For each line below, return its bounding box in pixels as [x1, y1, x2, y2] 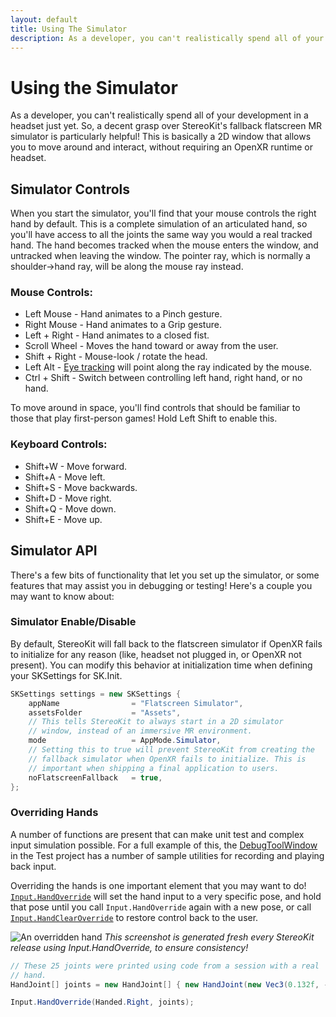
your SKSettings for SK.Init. [10, 669, 123, 681]
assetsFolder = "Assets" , [28, 707, 182, 718]
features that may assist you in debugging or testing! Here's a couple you [10, 579, 313, 591]
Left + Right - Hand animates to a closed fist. [24, 329, 210, 341]
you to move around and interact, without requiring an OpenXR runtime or [10, 141, 314, 153]
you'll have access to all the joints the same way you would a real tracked [10, 229, 313, 241]
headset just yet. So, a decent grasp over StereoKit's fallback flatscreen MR [10, 120, 323, 132]
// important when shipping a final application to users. [28, 763, 280, 773]
